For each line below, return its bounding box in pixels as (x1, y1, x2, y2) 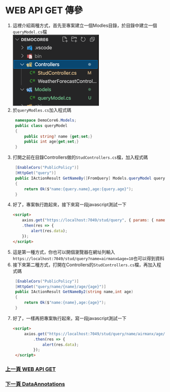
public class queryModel (15, 123, 67, 128)
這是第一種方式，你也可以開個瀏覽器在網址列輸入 (12, 249, 115, 255)
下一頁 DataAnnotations (5, 381, 65, 388)
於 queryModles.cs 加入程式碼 (12, 107, 72, 113)
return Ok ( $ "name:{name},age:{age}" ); (24, 300, 107, 305)
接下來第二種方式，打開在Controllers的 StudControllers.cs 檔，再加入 (12, 262, 157, 268)
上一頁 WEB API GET (5, 366, 56, 373)
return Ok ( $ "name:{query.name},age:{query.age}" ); (24, 186, 133, 192)
